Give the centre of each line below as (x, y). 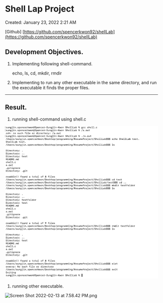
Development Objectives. (44, 52)
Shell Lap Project (40, 9)
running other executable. (38, 286)
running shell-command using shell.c (49, 119)
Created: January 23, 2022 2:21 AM (41, 22)
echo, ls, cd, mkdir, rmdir (37, 73)
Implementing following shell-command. (52, 63)
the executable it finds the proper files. (51, 88)
